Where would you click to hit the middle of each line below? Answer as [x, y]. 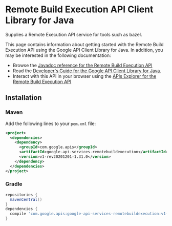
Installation [24, 98]
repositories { [21, 195]
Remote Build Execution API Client [79, 9]
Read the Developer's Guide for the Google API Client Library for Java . [87, 71]
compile [18, 214]
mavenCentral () [26, 199]
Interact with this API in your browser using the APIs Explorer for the [84, 76]
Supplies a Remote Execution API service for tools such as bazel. [74, 34]
